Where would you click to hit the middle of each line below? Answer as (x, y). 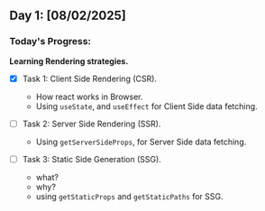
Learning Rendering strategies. (69, 61)
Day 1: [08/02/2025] (68, 16)
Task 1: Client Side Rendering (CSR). (90, 78)
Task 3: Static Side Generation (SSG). (92, 159)
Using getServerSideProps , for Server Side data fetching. (141, 142)
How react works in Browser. (89, 96)
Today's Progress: (50, 41)
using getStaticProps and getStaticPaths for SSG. (129, 196)
